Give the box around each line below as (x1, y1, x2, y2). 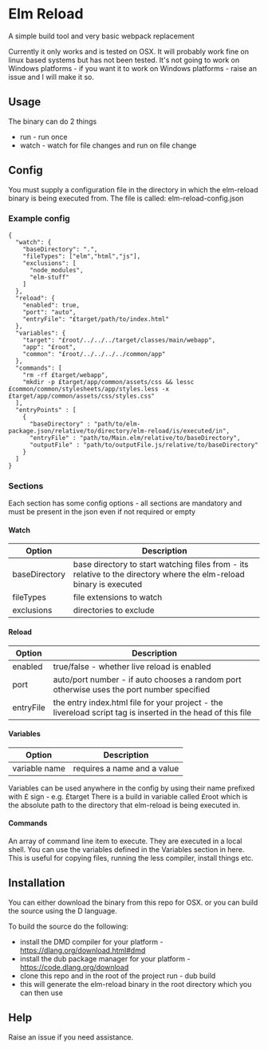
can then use (19, 988, 64, 997)
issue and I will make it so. (8, 72, 94, 81)
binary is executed (73, 579, 143, 590)
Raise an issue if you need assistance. (8, 1032, 134, 1042)
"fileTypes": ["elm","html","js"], (22, 252, 141, 260)
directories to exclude (73, 604, 155, 616)
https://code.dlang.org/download (19, 962, 129, 972)
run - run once (19, 132, 68, 141)
